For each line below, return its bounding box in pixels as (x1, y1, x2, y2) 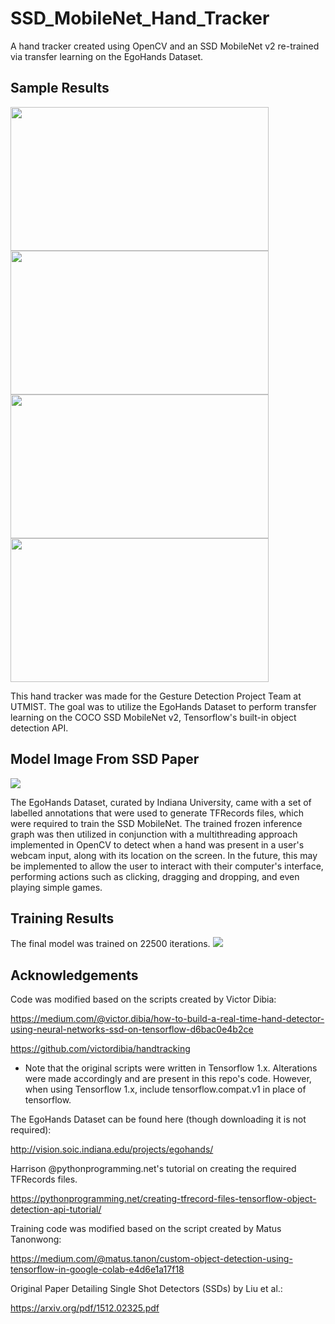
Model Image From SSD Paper (10, 751, 200, 768)
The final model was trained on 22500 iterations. (10, 938, 211, 950)
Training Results (10, 910, 115, 927)
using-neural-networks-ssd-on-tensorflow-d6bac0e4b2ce (10, 1023, 254, 1036)
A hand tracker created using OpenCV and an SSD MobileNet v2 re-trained (10, 40, 320, 52)
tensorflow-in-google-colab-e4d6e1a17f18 (10, 1263, 185, 1276)
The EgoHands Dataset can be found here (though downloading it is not (10, 1113, 307, 1126)
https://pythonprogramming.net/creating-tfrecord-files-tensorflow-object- (10, 1193, 317, 1205)
